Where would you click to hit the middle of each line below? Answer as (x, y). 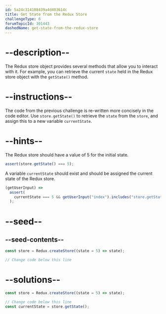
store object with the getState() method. (47, 77)
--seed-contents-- (35, 239)
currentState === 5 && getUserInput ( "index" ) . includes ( (73, 197)
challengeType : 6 (23, 19)
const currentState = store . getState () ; (47, 307)
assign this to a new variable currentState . (49, 121)
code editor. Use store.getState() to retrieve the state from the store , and (82, 116)
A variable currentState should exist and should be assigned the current (79, 173)
